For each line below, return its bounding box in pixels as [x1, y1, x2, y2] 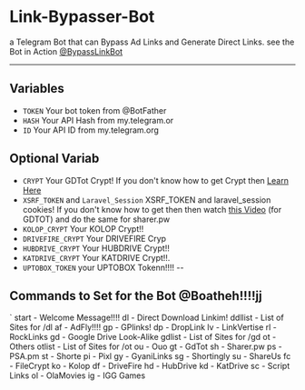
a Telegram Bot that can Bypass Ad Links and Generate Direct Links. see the [9, 36, 295, 47]
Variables [9, 81, 65, 96]
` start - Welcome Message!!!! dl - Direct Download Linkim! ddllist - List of [9, 312, 284, 324]
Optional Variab [9, 151, 100, 166]
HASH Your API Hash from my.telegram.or [22, 115, 174, 125]
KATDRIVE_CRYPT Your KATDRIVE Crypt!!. [22, 252, 171, 263]
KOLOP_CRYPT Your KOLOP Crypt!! [22, 223, 144, 234]
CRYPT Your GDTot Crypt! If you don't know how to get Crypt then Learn [22, 175, 289, 185]
